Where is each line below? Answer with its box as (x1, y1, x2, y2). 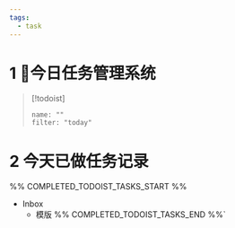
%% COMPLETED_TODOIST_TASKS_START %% (9, 181, 187, 192)
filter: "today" (30, 118, 92, 127)
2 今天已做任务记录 (9, 151, 150, 171)
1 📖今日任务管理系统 (9, 63, 157, 83)
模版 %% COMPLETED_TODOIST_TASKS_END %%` (35, 209, 226, 220)
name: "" (30, 110, 65, 119)
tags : (9, 13, 30, 22)
